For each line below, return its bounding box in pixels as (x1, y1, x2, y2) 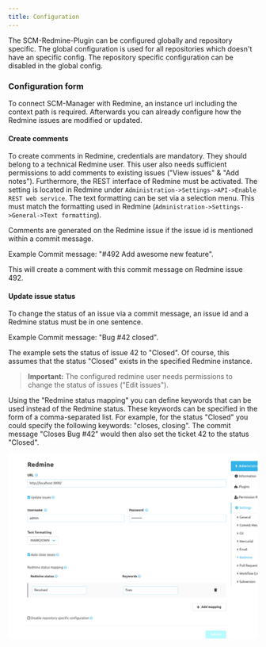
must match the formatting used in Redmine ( (8, 202, 156, 212)
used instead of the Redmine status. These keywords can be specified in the (8, 404, 258, 414)
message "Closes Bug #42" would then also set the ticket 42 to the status (8, 429, 249, 439)
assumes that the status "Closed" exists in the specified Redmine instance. (8, 357, 253, 366)
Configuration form (8, 80, 85, 91)
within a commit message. (8, 234, 93, 243)
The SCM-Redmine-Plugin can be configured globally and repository (8, 36, 233, 45)
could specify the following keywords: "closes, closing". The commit (8, 421, 231, 431)
